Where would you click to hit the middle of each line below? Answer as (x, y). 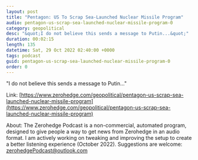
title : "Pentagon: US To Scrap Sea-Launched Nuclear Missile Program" (95, 17)
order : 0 (17, 67)
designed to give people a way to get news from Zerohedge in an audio (93, 132)
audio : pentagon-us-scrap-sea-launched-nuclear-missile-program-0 (90, 23)
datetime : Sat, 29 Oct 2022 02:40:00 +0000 (61, 50)
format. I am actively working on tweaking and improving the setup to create (99, 138)
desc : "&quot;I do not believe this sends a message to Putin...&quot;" (98, 34)
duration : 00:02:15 (30, 39)
